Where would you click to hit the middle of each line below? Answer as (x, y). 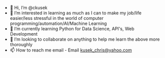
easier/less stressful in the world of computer (57, 18)
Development (24, 34)
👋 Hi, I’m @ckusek (28, 8)
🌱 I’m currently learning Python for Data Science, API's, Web (72, 29)
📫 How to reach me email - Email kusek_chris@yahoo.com (71, 50)
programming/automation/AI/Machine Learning (58, 23)
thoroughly (21, 44)
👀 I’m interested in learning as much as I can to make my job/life (75, 13)
